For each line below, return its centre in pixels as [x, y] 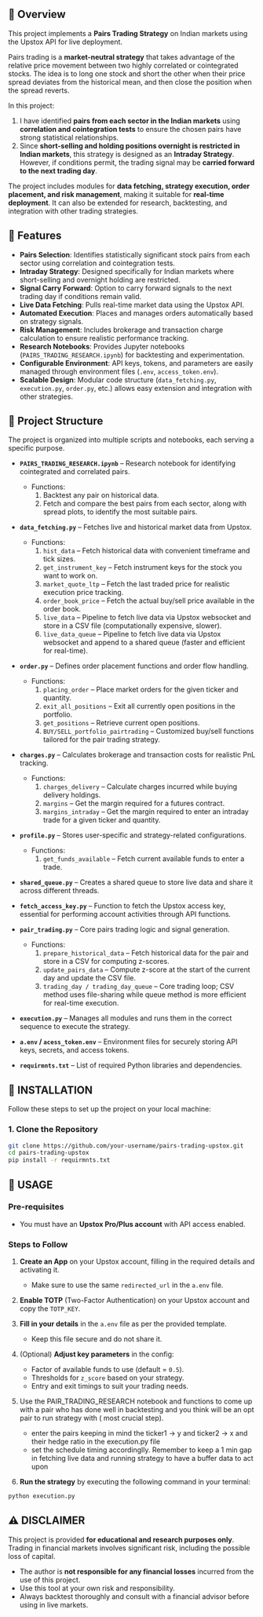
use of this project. [50, 1579]
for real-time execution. [81, 1003]
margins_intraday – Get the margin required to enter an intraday [146, 812]
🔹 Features [35, 236]
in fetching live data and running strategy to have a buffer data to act [142, 1458]
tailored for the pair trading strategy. [102, 739]
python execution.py [42, 1496]
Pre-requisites [36, 1207]
